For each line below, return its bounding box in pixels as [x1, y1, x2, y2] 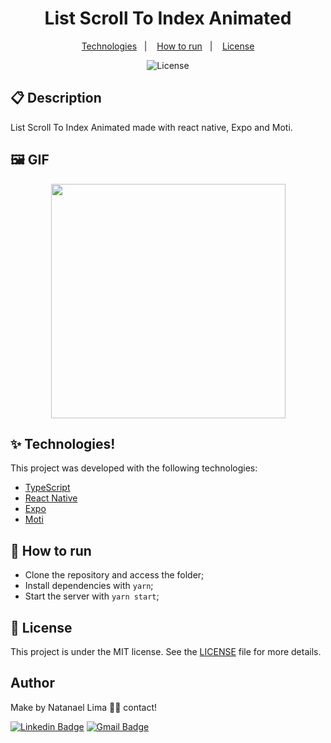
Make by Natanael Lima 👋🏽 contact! [10, 701, 158, 713]
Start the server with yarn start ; [24, 590, 160, 602]
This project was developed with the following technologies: [10, 462, 258, 474]
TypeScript [24, 482, 71, 494]
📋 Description [10, 90, 102, 107]
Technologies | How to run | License [81, 40, 255, 52]
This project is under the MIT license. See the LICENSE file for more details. [10, 646, 322, 657]
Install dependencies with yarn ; [24, 580, 154, 592]
